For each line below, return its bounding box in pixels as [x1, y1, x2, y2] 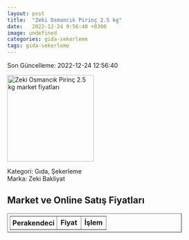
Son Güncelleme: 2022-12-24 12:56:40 [7, 62, 118, 69]
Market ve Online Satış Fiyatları [7, 194, 145, 206]
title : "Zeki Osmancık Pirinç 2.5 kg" [7, 17, 123, 24]
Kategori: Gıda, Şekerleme [7, 167, 82, 175]
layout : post [7, 10, 45, 17]
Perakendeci [12, 218, 55, 228]
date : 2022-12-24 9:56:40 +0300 [7, 23, 107, 30]
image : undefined [7, 29, 57, 37]
